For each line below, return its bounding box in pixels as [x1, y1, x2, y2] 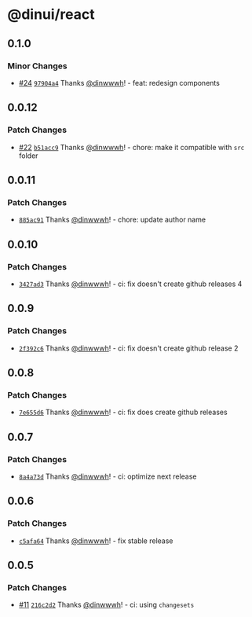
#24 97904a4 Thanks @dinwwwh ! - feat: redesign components [18, 78, 221, 87]
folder [18, 151, 38, 160]
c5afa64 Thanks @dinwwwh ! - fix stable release [18, 536, 173, 545]
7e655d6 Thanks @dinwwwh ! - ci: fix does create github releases [18, 407, 228, 417]
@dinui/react [7, 6, 95, 24]
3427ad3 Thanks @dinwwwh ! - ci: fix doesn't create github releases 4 [18, 279, 243, 288]
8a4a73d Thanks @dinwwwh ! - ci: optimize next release [18, 472, 197, 481]
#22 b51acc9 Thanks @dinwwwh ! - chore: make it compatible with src [18, 142, 245, 152]
